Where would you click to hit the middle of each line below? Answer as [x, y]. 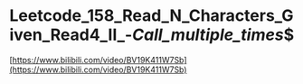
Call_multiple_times [208, 35]
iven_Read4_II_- [71, 35]
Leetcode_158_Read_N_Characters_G [151, 16]
